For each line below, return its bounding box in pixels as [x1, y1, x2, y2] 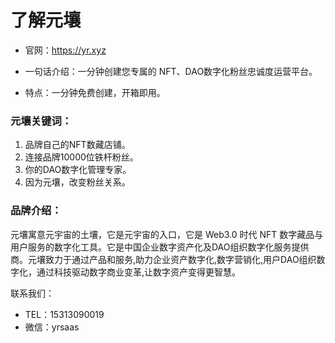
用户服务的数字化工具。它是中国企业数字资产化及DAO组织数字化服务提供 [10, 241, 310, 253]
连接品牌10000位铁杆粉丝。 [24, 151, 139, 163]
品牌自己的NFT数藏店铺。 [24, 139, 131, 151]
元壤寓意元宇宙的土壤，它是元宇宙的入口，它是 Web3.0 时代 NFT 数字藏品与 [10, 228, 324, 240]
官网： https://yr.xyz [24, 44, 107, 56]
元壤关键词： [10, 114, 73, 128]
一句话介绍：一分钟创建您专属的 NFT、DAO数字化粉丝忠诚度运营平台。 [24, 65, 318, 77]
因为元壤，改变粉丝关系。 [24, 176, 131, 188]
